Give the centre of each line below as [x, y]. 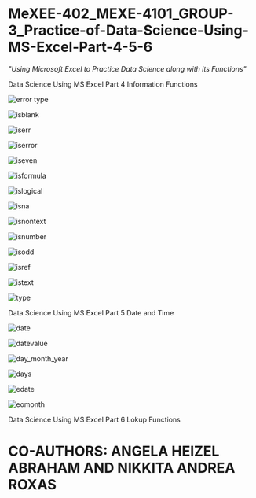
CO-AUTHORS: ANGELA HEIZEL [114, 451]
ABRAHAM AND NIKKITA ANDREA [122, 468]
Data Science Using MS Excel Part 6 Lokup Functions [94, 419]
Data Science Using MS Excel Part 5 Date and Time [91, 312]
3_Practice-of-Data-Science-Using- [129, 30]
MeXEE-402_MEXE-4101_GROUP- [121, 14]
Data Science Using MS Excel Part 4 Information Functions [103, 84]
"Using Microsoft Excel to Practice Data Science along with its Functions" [127, 68]
